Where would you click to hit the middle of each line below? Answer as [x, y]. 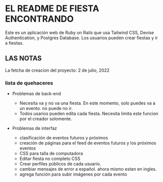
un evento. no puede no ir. [46, 108]
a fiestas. [14, 43]
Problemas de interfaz [35, 129]
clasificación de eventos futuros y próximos [64, 138]
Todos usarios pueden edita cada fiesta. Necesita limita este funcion [89, 114]
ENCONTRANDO [40, 19]
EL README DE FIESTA [52, 9]
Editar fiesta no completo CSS [50, 159]
